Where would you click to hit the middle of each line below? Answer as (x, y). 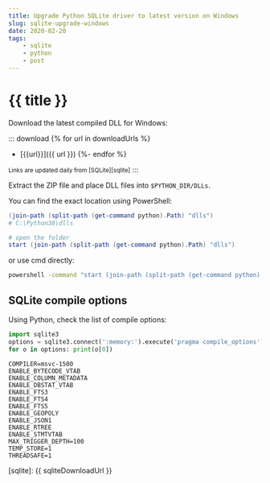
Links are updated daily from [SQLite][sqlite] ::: (74, 169)
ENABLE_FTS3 (28, 392)
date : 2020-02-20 (37, 31)
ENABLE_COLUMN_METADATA (48, 378)
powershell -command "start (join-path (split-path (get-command (120, 275)
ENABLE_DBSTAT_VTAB (41, 385)
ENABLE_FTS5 (28, 406)
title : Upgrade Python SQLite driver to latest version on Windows (124, 16)
